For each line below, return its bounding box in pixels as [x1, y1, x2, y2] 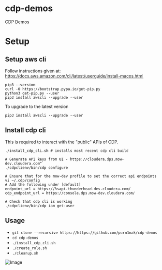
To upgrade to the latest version [5, 104, 69, 109]
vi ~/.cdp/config [5, 178, 40, 183]
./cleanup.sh [12, 251, 39, 255]
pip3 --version [5, 82, 36, 87]
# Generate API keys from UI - [5, 157, 68, 162]
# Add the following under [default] [5, 182, 81, 187]
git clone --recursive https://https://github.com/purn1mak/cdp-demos [12, 230, 158, 235]
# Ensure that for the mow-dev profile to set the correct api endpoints [5, 174, 157, 179]
